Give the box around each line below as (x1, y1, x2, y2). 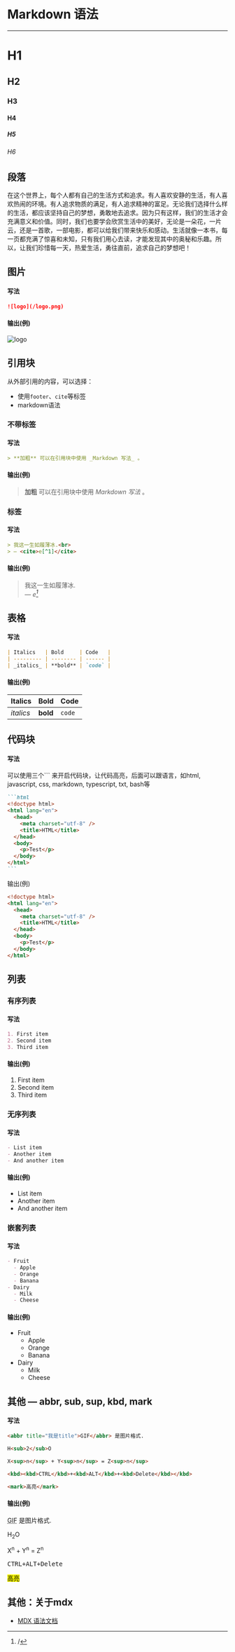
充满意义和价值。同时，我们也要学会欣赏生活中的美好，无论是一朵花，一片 (7, 217, 222, 226)
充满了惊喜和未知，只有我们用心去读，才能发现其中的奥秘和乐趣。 (25, 235, 215, 243)
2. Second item (7, 1037, 52, 1045)
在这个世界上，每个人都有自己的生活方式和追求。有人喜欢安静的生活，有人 (7, 191, 222, 200)
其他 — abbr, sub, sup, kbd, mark (7, 1395, 152, 1407)
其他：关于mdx (7, 1597, 73, 1609)
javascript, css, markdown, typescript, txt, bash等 (7, 780, 150, 789)
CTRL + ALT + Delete (7, 1560, 63, 1568)
